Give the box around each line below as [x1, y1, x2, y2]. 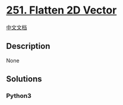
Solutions [6, 74, 43, 84]
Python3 [6, 92, 31, 100]
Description [6, 41, 50, 51]
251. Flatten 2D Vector [6, 4, 117, 17]
